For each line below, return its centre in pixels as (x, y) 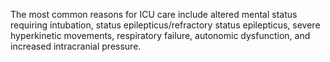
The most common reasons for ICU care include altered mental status (154, 14)
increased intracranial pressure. (76, 46)
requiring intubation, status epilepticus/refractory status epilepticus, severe (165, 25)
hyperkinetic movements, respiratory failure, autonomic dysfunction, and (160, 35)
